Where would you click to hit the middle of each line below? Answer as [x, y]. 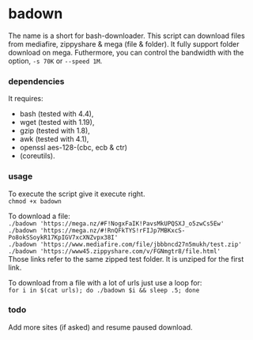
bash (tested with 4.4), [57, 114]
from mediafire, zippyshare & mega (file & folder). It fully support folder [124, 43]
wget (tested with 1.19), [57, 123]
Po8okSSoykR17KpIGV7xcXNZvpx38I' [63, 237]
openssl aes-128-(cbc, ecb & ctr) [74, 148]
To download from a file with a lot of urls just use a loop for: [105, 282]
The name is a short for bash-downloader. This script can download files [126, 36]
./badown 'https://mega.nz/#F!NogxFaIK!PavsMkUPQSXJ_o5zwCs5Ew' [116, 223]
